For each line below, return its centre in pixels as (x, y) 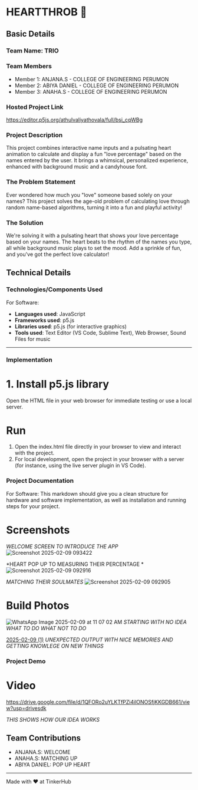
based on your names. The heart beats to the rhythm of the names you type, (99, 242)
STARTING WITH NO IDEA (155, 622)
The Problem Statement (41, 182)
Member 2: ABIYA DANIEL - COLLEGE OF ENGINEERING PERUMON (97, 85)
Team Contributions (44, 738)
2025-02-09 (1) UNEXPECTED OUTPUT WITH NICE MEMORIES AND (90, 640)
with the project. (34, 453)
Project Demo (26, 661)
